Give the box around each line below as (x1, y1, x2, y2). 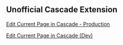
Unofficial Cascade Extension (6, 5, 118, 15)
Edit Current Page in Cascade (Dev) (6, 32, 93, 39)
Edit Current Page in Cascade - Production (6, 20, 111, 27)
